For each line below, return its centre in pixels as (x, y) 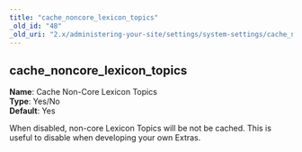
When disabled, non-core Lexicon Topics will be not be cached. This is (141, 128)
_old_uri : (28, 34)
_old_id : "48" (36, 26)
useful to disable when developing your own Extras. (105, 138)
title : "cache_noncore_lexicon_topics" (84, 17)
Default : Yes (32, 111)
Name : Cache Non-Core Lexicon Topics (83, 92)
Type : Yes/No (35, 101)
